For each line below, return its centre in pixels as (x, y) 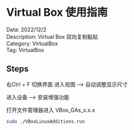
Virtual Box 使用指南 (57, 12)
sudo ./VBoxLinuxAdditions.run (46, 122)
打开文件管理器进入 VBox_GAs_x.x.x (51, 110)
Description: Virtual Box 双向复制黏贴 (52, 36)
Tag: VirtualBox (25, 50)
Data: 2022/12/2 (26, 29)
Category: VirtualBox (32, 44)
